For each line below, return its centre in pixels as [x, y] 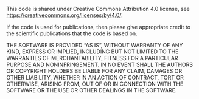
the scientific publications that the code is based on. [72, 33]
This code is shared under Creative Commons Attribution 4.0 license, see [98, 9]
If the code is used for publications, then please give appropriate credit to [98, 27]
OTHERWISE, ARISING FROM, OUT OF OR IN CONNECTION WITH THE [95, 84]
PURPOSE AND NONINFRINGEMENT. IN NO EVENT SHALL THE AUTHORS [100, 64]
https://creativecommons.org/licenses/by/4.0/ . [65, 15]
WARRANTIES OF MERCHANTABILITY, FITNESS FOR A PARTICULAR [92, 58]
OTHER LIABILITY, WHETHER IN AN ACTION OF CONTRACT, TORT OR [95, 77]
